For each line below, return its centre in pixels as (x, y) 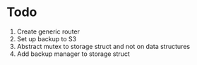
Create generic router (48, 31)
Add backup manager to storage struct (73, 54)
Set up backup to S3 (47, 38)
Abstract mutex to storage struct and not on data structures (103, 46)
